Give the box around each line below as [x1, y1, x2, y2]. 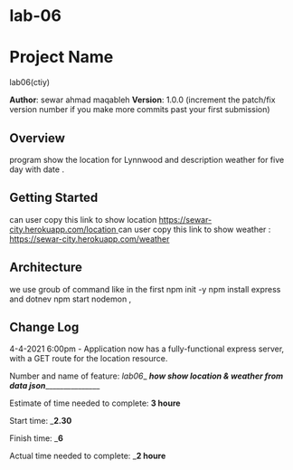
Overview [9, 130, 66, 146]
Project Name [9, 47, 114, 68]
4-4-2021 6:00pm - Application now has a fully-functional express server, [9, 343, 285, 354]
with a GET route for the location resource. [9, 353, 168, 364]
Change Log [9, 319, 80, 335]
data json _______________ [9, 380, 100, 391]
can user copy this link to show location [9, 214, 157, 225]
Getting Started [9, 190, 99, 206]
